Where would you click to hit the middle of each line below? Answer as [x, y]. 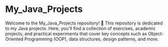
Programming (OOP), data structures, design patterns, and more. [92, 39]
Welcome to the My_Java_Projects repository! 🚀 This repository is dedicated [84, 23]
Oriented [14, 39]
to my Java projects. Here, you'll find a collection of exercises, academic [80, 28]
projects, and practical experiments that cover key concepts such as [76, 33]
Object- [156, 33]
